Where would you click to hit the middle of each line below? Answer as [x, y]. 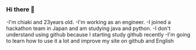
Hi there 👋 [21, 9]
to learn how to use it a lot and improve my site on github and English [90, 41]
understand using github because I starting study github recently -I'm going [98, 35]
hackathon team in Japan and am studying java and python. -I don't [89, 28]
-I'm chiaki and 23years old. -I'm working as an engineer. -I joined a [89, 22]
